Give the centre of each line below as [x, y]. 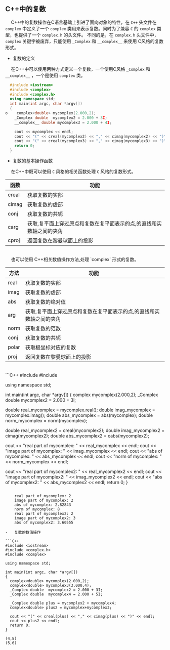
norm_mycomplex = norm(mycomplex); [46, 421]
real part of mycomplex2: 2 [44, 514]
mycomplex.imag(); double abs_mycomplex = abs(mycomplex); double [79, 415]
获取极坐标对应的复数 [51, 348]
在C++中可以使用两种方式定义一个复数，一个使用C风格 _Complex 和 [81, 69]
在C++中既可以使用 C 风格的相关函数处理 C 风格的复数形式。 [73, 171]
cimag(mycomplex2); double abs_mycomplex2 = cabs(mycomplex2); [77, 436]
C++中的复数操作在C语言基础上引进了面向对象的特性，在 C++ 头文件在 [84, 22]
